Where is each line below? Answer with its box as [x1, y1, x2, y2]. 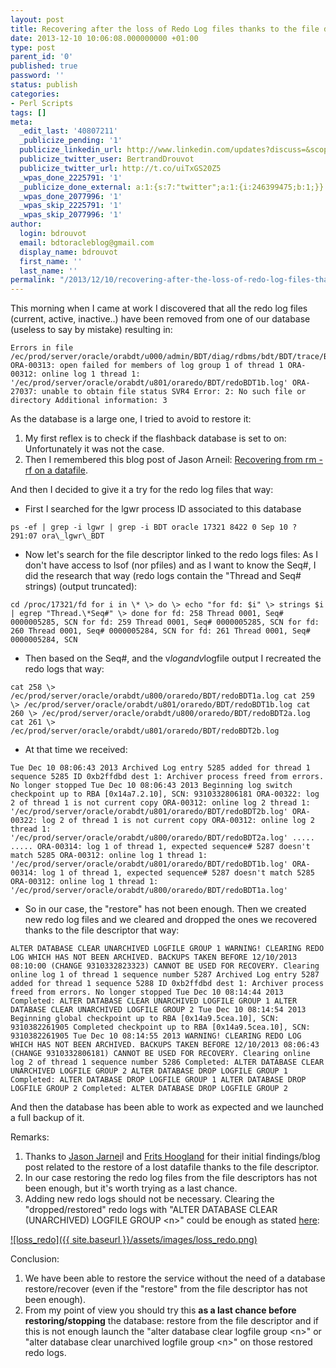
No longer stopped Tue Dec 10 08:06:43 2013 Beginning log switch [10, 781, 293, 791]
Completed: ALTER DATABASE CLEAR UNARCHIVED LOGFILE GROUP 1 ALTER [10, 996, 298, 1006]
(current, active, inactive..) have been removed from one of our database [10, 313, 311, 325]
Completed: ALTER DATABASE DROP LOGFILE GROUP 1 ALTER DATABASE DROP [10, 1075, 307, 1085]
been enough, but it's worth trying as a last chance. [24, 1182, 238, 1195]
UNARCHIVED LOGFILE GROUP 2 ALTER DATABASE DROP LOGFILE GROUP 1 [10, 1066, 288, 1076]
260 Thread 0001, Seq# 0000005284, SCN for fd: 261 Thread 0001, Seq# [10, 626, 311, 636]
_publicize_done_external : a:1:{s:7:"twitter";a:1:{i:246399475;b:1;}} [19, 182, 325, 192]
